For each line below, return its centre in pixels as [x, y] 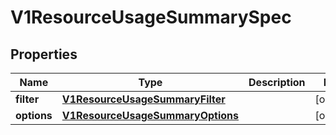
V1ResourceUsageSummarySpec [151, 17]
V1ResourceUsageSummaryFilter [143, 99]
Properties [44, 54]
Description [277, 82]
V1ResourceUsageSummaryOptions [150, 115]
